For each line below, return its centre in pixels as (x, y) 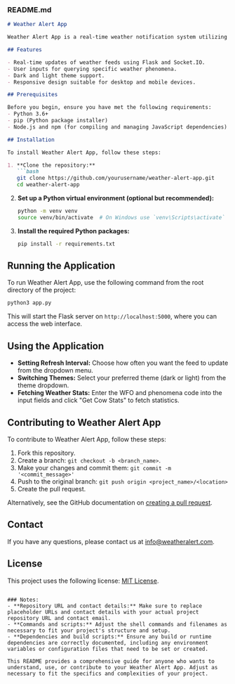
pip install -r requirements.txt (66, 244)
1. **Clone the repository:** (52, 165)
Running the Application (61, 266)
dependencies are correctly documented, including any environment (108, 643)
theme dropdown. (43, 385)
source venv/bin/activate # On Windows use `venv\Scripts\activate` (121, 217)
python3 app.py (29, 303)
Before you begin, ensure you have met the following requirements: (109, 108)
